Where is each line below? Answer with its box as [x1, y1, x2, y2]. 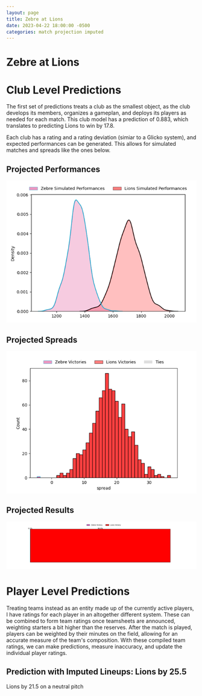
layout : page [6, 10, 39, 16]
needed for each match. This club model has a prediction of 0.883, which [6, 116, 189, 123]
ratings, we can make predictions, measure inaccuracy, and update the [6, 642, 183, 650]
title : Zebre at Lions [6, 16, 63, 22]
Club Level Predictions [6, 83, 122, 96]
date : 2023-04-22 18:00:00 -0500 [6, 22, 90, 28]
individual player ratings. [6, 649, 68, 656]
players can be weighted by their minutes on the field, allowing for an [6, 630, 178, 637]
